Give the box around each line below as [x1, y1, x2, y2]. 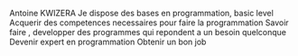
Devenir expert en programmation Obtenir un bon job [9, 36, 207, 47]
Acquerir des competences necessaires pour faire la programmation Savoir [9, 17, 289, 28]
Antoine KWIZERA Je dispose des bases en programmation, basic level [9, 8, 274, 18]
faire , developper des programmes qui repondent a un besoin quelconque [9, 27, 287, 37]
